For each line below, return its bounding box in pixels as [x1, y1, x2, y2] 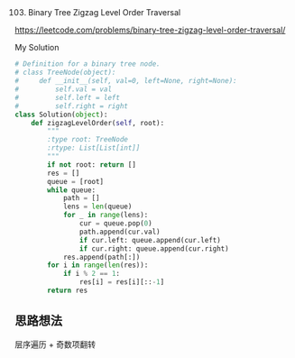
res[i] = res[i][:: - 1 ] [78, 278, 165, 287]
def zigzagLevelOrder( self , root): [31, 118, 165, 127]
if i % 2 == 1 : [62, 270, 121, 279]
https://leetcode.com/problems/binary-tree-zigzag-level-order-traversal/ [14, 24, 286, 35]
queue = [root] [47, 177, 105, 186]
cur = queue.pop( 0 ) [78, 219, 152, 228]
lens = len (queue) [62, 202, 133, 211]
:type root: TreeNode [47, 135, 129, 144]
